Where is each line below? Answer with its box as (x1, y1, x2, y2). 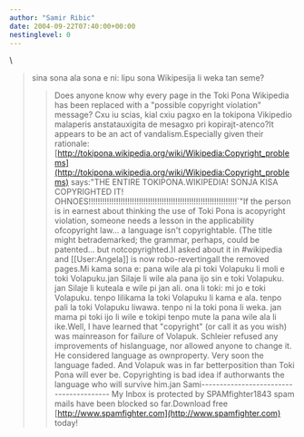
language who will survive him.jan (54, 379, 181, 390)
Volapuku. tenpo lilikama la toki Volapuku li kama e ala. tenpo (54, 292, 282, 304)
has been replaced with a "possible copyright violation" (54, 100, 261, 111)
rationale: (54, 138, 90, 150)
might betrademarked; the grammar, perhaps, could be (54, 235, 260, 246)
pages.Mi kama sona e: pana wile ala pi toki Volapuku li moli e (54, 264, 286, 275)
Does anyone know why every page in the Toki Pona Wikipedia (54, 90, 289, 101)
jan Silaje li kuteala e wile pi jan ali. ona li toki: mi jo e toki (54, 283, 266, 294)
